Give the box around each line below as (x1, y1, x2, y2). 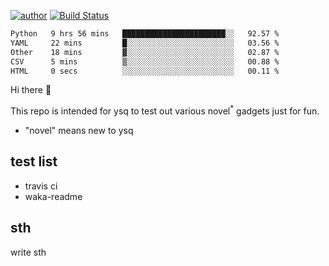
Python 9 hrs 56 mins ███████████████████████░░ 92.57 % (10, 29, 280, 39)
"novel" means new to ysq (24, 125, 134, 137)
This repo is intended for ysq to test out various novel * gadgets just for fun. (10, 103, 320, 117)
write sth (10, 246, 47, 258)
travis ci (24, 180, 58, 192)
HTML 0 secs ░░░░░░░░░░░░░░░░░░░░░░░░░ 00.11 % (10, 66, 280, 76)
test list (10, 153, 58, 170)
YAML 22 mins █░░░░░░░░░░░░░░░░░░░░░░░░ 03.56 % (10, 38, 280, 48)
